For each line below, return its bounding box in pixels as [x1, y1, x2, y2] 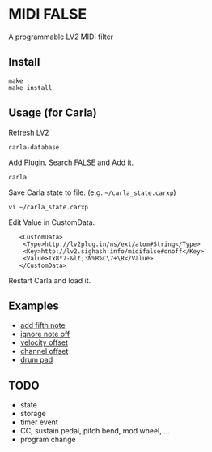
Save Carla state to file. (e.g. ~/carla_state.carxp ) [8, 187, 176, 197]
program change [19, 435, 76, 445]
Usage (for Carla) [8, 106, 97, 120]
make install [8, 84, 53, 92]
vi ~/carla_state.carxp [8, 203, 89, 211]
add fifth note [19, 321, 66, 330]
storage [19, 409, 46, 419]
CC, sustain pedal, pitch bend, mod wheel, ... [19, 426, 170, 436]
